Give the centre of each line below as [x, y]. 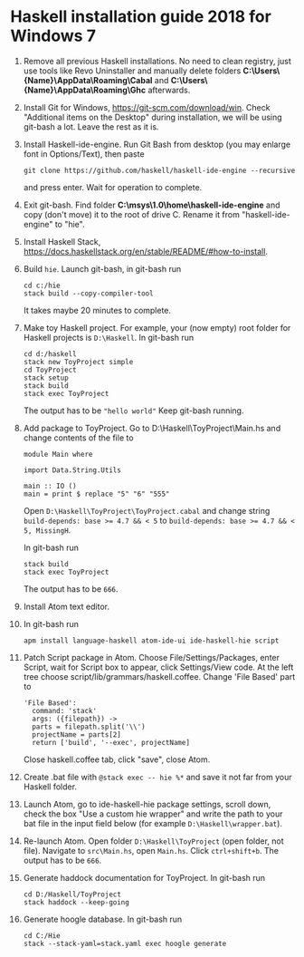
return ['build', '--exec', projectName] [111, 742]
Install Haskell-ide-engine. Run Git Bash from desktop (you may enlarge [157, 144]
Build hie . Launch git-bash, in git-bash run [102, 268]
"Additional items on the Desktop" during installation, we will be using [153, 117]
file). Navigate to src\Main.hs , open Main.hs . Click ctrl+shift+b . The [151, 850]
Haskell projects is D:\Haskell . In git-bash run [109, 337]
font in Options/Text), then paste [84, 154]
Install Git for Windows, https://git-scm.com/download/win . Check [147, 107]
